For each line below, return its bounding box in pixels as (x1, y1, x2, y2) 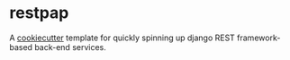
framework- (237, 32, 281, 43)
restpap (9, 3, 69, 23)
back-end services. (34, 41, 106, 52)
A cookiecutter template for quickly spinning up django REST (9, 32, 236, 43)
